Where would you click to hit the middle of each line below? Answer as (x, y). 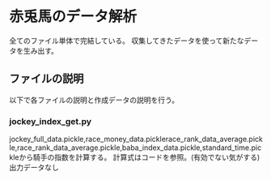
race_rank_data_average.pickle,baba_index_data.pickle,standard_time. (134, 148)
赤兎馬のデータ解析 (73, 17)
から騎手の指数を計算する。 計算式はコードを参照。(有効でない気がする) (140, 157)
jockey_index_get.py (51, 121)
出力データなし (34, 168)
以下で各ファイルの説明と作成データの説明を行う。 (94, 100)
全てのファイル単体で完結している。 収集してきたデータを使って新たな (127, 41)
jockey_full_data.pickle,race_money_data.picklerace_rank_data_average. (129, 139)
